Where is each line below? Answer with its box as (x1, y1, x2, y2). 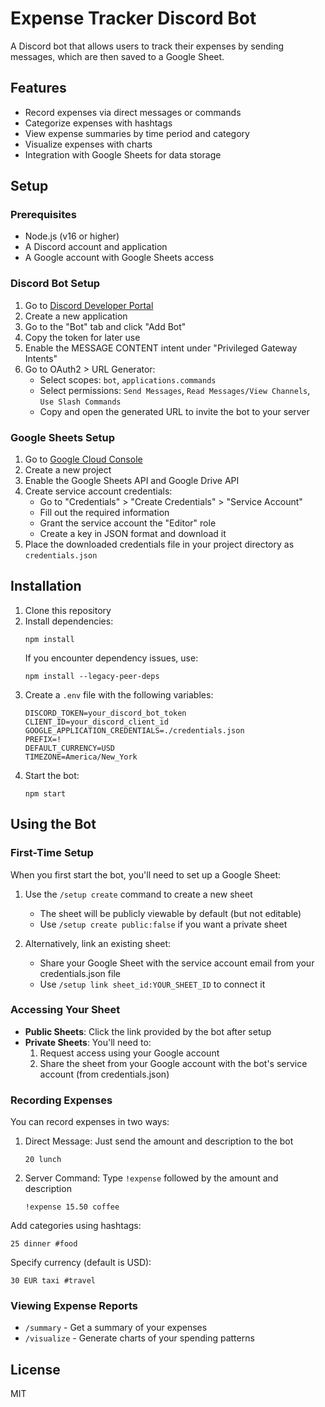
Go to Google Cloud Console (24, 453, 143, 466)
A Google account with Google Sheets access (24, 252, 215, 264)
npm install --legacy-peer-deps (24, 671, 160, 681)
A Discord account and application (24, 241, 168, 253)
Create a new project (24, 464, 112, 476)
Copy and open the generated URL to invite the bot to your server (39, 405, 310, 417)
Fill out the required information (39, 507, 170, 519)
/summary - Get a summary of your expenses (24, 1322, 208, 1334)
